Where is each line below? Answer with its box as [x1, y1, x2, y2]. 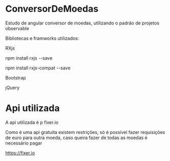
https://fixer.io [5, 150, 35, 156]
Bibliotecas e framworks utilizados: [5, 35, 79, 41]
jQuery [5, 85, 19, 91]
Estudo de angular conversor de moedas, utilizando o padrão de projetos [5, 20, 160, 26]
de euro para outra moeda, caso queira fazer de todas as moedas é [5, 135, 147, 141]
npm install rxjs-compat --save [5, 65, 71, 71]
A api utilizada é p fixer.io [5, 119, 59, 125]
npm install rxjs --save [5, 55, 53, 61]
